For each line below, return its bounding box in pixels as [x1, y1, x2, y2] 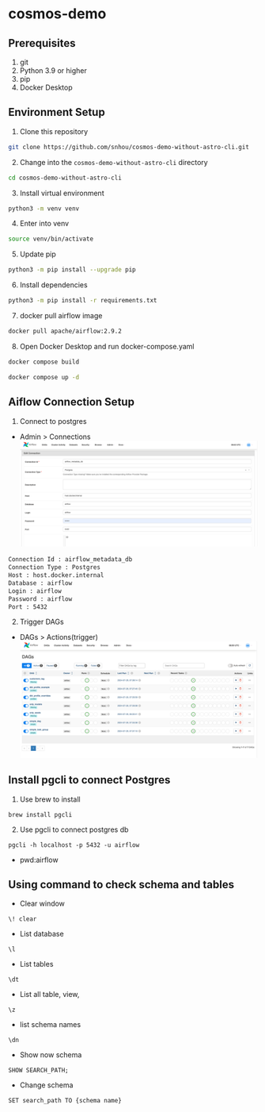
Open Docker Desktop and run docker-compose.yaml [19, 341, 195, 351]
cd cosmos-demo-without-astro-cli [8, 174, 123, 182]
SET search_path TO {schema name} [8, 1097, 123, 1105]
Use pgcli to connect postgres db [19, 825, 129, 834]
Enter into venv [19, 219, 70, 229]
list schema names [19, 1020, 81, 1029]
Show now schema [19, 1050, 82, 1060]
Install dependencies [19, 280, 89, 290]
